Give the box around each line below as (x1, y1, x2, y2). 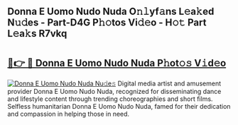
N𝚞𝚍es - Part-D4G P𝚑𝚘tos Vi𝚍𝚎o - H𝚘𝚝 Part (7, 17, 207, 29)
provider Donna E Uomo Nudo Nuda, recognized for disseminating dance (7, 88, 222, 95)
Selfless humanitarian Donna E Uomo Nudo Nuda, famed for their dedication (7, 102, 231, 110)
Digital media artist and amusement (117, 79, 222, 88)
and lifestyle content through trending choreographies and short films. (7, 95, 213, 103)
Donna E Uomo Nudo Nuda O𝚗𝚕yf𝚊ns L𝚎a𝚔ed (7, 6, 215, 18)
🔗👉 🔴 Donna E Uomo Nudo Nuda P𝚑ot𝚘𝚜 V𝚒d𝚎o (7, 56, 227, 69)
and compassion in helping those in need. (7, 109, 130, 118)
